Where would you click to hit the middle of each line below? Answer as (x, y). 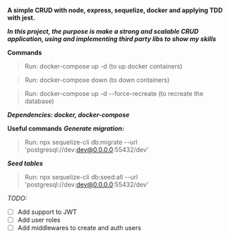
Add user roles (39, 220)
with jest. (21, 18)
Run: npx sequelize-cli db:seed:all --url (81, 177)
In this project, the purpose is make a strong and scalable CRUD (103, 31)
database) (39, 101)
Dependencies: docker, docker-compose (68, 115)
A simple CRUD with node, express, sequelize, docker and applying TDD (115, 10)
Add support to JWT (47, 212)
